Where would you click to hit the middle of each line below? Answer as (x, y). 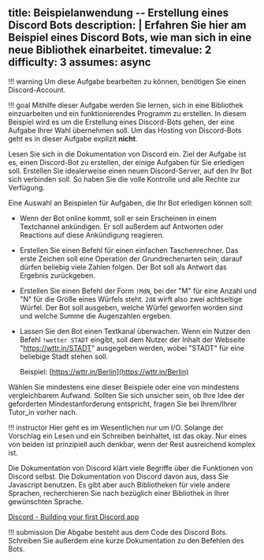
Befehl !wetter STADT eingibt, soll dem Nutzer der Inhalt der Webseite (132, 340)
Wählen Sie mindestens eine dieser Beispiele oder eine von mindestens (124, 387)
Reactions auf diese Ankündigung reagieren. (92, 235)
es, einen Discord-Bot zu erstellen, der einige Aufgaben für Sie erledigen (126, 162)
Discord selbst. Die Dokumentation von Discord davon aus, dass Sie (118, 476)
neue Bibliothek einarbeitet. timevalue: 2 (110, 50)
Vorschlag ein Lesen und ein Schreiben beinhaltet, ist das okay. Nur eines (127, 436)
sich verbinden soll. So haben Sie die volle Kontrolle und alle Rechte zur (125, 179)
